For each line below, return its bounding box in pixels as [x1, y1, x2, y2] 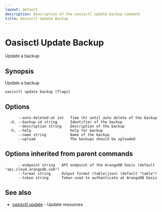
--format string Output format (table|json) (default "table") [17, 171, 158, 176]
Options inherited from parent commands [5, 150, 133, 158]
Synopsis [5, 67, 34, 75]
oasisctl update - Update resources [12, 201, 83, 207]
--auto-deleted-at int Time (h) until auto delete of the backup [17, 115, 158, 120]
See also [5, 189, 32, 197]
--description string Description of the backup [17, 124, 125, 129]
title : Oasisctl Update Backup [5, 16, 68, 21]
